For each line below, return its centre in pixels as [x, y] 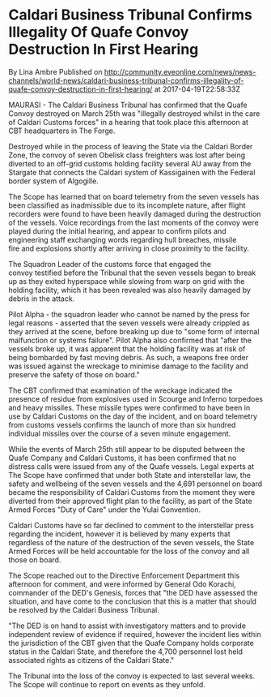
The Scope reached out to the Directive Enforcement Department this [124, 575]
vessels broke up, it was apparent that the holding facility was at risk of [127, 348]
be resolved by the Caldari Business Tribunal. [84, 609]
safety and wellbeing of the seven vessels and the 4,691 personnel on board [135, 484]
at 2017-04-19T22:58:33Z [197, 89]
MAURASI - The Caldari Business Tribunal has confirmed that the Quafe [128, 105]
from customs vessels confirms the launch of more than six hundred [122, 424]
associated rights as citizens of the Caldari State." [91, 660]
